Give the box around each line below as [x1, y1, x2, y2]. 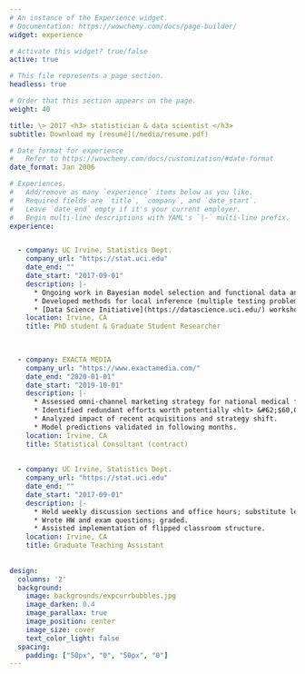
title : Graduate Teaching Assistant [25, 541, 165, 550]
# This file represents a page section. [9, 72, 165, 81]
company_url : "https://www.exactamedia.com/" [25, 363, 202, 372]
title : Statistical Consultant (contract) [25, 440, 189, 449]
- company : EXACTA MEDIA [17, 355, 112, 364]
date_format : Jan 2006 [9, 163, 95, 173]
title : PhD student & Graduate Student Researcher [25, 322, 221, 332]
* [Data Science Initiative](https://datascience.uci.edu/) [33, 305, 266, 314]
